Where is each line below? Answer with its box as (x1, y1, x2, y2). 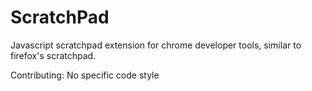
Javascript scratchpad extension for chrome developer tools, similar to (10, 39, 302, 51)
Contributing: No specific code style (10, 69, 160, 81)
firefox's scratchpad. (10, 49, 97, 61)
